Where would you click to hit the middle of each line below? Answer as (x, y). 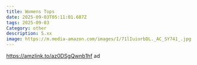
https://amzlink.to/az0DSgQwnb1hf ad (53, 56)
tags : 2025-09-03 (28, 22)
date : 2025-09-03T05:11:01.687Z (46, 17)
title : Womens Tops (31, 12)
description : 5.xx (29, 34)
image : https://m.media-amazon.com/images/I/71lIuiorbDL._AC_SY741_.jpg (99, 39)
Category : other (26, 28)
